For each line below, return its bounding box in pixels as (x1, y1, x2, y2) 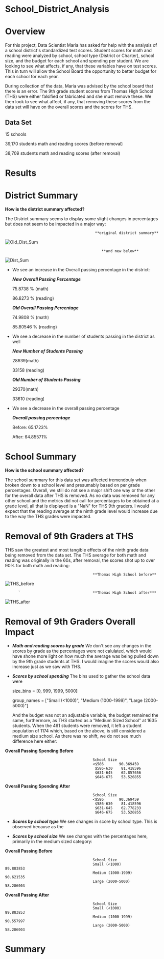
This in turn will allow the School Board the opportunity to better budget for (5, 68, 157, 74)
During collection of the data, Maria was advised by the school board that (5, 83, 153, 89)
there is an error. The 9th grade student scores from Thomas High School (5, 88, 153, 94)
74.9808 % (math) (12, 315, 49, 320)
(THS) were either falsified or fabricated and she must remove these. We (5, 93, 152, 99)
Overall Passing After (5, 892, 49, 898)
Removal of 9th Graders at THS (5, 531, 134, 542)
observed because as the (12, 823, 64, 829)
